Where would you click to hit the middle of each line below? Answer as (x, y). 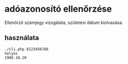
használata (22, 38)
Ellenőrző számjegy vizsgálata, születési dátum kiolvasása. (64, 22)
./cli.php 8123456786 (27, 49)
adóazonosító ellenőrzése (58, 9)
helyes (11, 53)
